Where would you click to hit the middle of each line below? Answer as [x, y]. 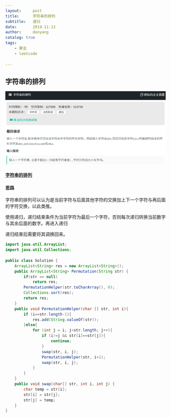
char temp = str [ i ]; [45, 389]
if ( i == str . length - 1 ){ [48, 314]
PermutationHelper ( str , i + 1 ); [74, 357]
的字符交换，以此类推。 [30, 206]
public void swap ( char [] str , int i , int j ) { [65, 384]
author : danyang [27, 32]
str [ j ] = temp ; [40, 400]
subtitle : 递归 [23, 21]
